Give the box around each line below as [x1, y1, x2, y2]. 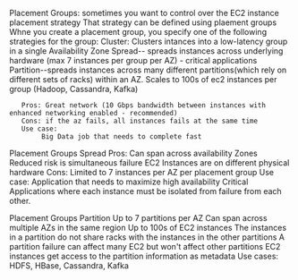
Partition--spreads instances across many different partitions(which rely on [9, 64, 287, 75]
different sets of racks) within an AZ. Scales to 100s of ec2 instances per [9, 74, 277, 84]
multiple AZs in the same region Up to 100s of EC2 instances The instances [9, 223, 287, 233]
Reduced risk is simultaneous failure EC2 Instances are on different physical [9, 157, 290, 168]
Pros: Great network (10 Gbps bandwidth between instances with [21, 101, 267, 110]
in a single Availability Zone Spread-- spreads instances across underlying [9, 46, 284, 56]
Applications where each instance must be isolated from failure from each [9, 186, 282, 196]
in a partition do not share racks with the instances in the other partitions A [9, 232, 285, 242]
